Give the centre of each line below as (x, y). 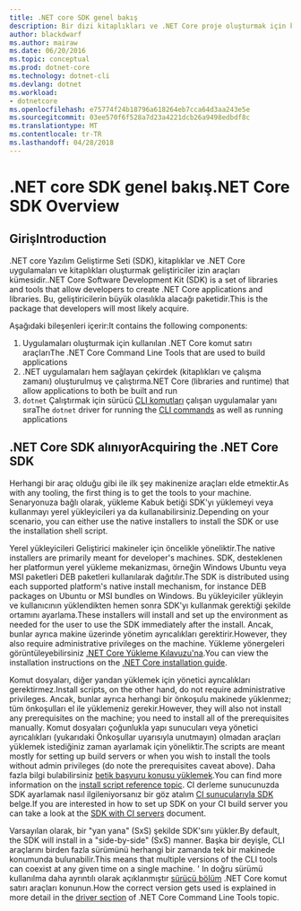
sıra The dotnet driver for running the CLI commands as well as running (153, 410)
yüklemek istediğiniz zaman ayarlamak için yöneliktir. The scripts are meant (147, 746)
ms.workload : (34, 92)
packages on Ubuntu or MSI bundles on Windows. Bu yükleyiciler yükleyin (146, 595)
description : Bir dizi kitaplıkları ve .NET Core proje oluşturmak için (148, 26)
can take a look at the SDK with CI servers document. (108, 813)
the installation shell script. (59, 531)
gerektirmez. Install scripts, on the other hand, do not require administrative (147, 689)
